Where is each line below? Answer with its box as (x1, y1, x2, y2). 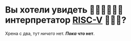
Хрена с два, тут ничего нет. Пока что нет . (5, 30, 95, 36)
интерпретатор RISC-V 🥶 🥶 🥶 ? (5, 14, 127, 26)
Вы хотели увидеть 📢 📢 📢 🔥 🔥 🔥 (5, 4, 124, 15)
